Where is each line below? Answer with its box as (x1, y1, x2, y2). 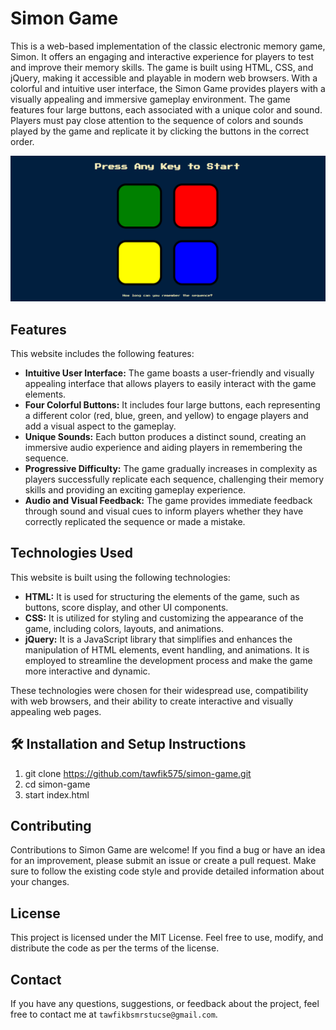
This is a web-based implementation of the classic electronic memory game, (10, 40, 326, 52)
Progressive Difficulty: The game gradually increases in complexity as (24, 463, 318, 475)
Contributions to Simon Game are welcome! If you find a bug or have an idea (10, 844, 326, 856)
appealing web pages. (10, 705, 102, 717)
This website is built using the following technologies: (10, 571, 231, 583)
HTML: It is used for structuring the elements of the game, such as (24, 590, 300, 602)
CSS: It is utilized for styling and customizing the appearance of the (24, 612, 304, 624)
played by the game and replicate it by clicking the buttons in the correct (10, 125, 310, 137)
